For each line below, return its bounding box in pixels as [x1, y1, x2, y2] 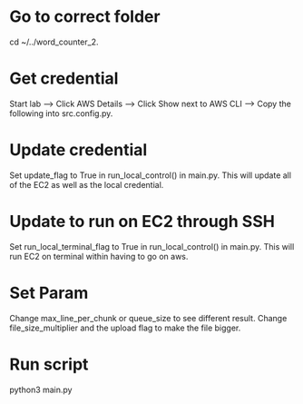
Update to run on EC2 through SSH [9, 212, 275, 232]
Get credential [9, 68, 119, 89]
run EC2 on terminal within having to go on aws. [9, 251, 189, 261]
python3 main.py [9, 384, 73, 395]
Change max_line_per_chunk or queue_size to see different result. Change [9, 312, 288, 323]
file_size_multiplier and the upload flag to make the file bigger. [9, 322, 241, 333]
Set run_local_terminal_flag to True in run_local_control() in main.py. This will [9, 241, 295, 251]
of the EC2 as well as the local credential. [9, 179, 164, 190]
